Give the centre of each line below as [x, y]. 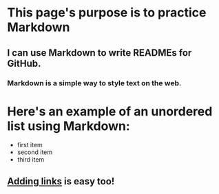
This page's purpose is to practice [107, 13]
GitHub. [24, 63]
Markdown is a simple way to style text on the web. [94, 83]
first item [30, 145]
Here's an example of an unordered [110, 111]
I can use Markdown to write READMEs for [100, 53]
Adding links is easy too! [61, 181]
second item [35, 152]
